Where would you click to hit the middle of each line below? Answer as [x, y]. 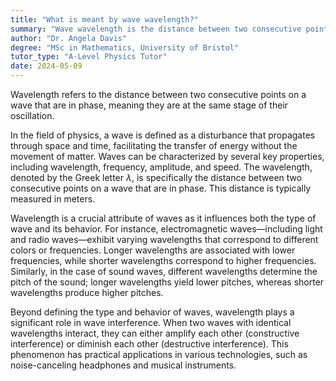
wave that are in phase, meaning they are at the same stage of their [149, 105]
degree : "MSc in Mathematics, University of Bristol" [125, 47]
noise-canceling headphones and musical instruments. [123, 365]
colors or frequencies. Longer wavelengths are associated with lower [153, 250]
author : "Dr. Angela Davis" [69, 38]
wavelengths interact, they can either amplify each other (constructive [155, 333]
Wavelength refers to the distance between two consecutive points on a [158, 94]
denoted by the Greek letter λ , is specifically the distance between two [156, 177]
